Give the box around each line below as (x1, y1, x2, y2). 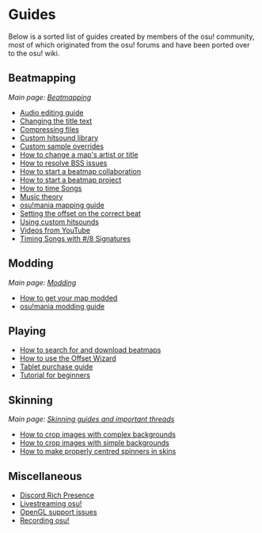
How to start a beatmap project (19, 175, 122, 184)
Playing (8, 324, 46, 338)
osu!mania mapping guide (19, 200, 104, 210)
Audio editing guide (19, 108, 84, 117)
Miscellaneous (8, 469, 82, 483)
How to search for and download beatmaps (19, 346, 161, 355)
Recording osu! (19, 516, 70, 525)
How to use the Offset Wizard (19, 353, 116, 363)
